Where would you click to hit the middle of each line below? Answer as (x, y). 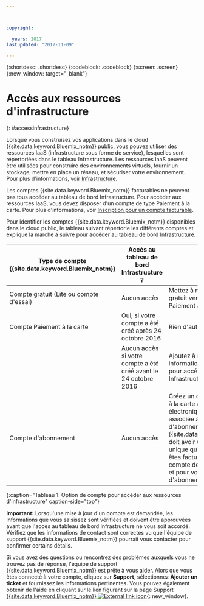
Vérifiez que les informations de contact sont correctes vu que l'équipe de (99, 533)
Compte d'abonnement (42, 438)
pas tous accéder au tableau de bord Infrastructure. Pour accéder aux (94, 197)
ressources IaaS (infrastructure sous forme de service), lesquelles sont (95, 153)
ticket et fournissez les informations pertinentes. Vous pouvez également (98, 583)
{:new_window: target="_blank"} (47, 74)
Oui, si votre (138, 315)
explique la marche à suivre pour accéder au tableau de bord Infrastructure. (101, 234)
